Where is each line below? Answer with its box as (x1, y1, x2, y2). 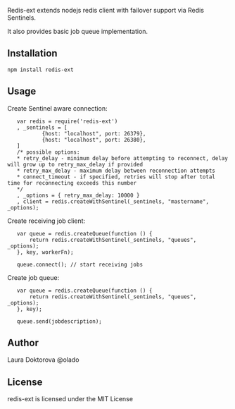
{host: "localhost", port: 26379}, (42, 130, 146, 137)
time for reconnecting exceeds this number (7, 179, 137, 186)
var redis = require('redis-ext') (16, 118, 118, 125)
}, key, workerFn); (16, 248, 74, 256)
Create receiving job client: (7, 216, 86, 225)
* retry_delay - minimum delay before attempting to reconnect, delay (16, 154, 229, 161)
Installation (7, 47, 58, 59)
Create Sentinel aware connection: (7, 104, 108, 112)
